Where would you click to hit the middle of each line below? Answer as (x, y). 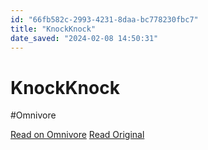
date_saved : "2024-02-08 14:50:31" (84, 38)
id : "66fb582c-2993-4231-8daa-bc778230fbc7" (104, 19)
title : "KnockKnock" (53, 29)
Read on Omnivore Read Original (77, 135)
